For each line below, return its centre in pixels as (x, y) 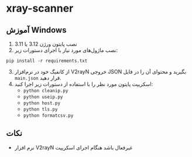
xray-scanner (40, 8)
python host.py (42, 103)
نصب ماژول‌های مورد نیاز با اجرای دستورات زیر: (66, 50)
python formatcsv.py (48, 116)
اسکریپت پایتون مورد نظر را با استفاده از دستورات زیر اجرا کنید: (84, 84)
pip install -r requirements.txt (47, 61)
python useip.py (43, 97)
